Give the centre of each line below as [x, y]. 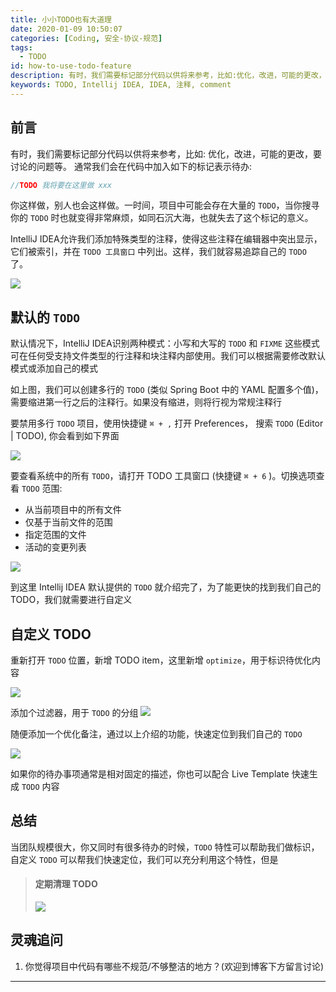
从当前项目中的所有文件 [73, 510]
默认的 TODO [45, 317]
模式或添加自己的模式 [54, 368]
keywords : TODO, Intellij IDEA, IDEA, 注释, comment [121, 85]
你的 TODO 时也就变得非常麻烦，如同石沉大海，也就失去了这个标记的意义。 [162, 218]
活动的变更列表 [55, 547]
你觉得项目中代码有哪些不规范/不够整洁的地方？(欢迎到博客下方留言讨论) [174, 966]
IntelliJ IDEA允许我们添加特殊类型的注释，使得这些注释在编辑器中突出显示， [166, 239]
